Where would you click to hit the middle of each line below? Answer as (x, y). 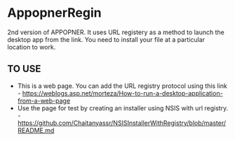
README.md (36, 130)
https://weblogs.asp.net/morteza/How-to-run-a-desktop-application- (122, 93)
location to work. (32, 47)
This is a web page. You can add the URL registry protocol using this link (122, 86)
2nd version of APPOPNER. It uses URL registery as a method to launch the (116, 32)
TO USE (24, 69)
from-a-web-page (44, 101)
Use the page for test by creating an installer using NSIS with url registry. (123, 108)
